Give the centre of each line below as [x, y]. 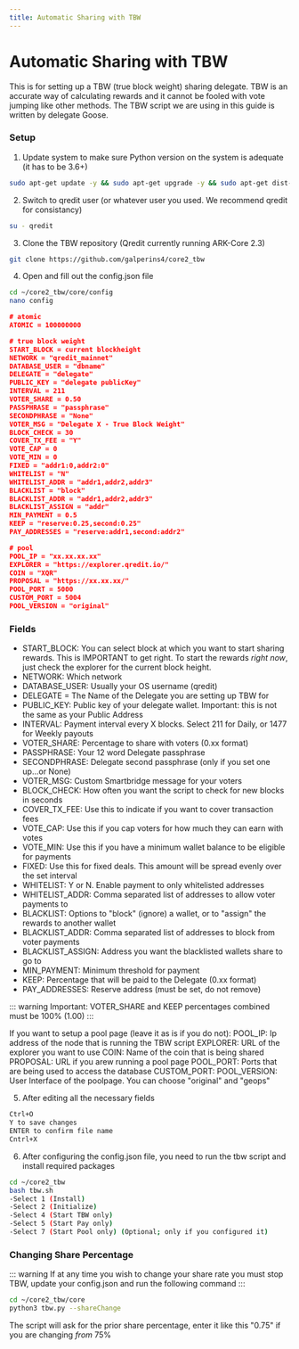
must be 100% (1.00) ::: [52, 1016]
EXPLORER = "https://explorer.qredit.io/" [89, 564]
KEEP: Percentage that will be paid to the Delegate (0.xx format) [139, 980]
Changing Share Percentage [72, 1254]
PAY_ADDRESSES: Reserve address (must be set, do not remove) [141, 990]
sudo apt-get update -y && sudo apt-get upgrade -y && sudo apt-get [139, 183]
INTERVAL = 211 [37, 391]
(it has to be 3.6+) [55, 167]
